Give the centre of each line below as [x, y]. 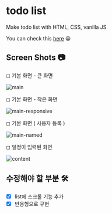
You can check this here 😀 [38, 38]
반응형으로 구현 [32, 204]
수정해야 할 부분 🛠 [37, 179]
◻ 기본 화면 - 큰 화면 [29, 75]
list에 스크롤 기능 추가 [39, 196]
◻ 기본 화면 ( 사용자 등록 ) [36, 123]
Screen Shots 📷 [36, 58]
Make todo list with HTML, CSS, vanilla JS [56, 27]
